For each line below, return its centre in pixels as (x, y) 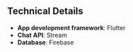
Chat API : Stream (42, 35)
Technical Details (45, 11)
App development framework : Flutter (71, 27)
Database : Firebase (45, 42)
